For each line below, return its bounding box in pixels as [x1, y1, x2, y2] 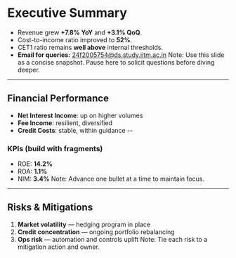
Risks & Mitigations [7, 202, 93, 214]
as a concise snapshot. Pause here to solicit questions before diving [17, 58, 215, 66]
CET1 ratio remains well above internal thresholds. [17, 43, 164, 51]
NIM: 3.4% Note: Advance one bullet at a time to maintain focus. [17, 174, 205, 183]
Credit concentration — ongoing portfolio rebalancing [17, 227, 175, 236]
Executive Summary [7, 5, 128, 21]
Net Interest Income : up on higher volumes [17, 111, 143, 120]
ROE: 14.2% [17, 160, 53, 168]
